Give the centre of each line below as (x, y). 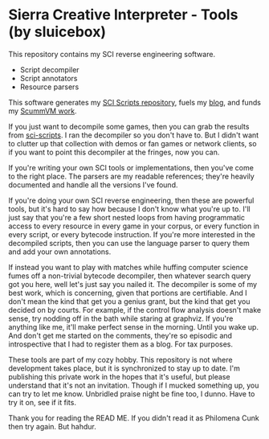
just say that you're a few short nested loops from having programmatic (127, 217)
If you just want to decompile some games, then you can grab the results (129, 126)
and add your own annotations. (60, 252)
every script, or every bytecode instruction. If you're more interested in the (132, 234)
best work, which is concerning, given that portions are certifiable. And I (128, 293)
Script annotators (49, 78)
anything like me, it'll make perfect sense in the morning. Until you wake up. (134, 326)
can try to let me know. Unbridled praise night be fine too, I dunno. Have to (132, 394)
